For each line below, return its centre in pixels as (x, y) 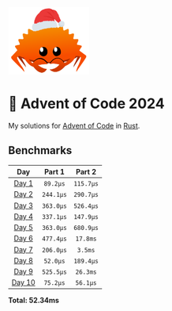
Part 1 (55, 171)
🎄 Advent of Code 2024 (86, 104)
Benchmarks (40, 150)
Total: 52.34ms (34, 300)
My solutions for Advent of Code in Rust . (74, 125)
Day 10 (23, 282)
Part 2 (86, 171)
